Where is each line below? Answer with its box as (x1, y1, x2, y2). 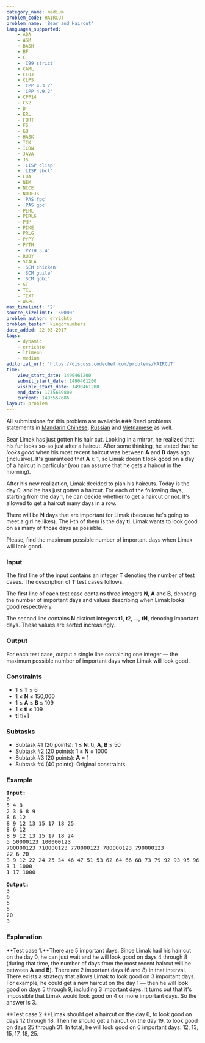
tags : (6, 332, 20, 339)
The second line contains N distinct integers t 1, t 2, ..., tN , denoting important (6, 615, 199, 622)
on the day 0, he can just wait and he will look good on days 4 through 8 (6, 953, 188, 961)
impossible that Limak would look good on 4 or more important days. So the (6, 992, 197, 999)
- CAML (17, 65, 34, 72)
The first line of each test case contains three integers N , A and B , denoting (6, 590, 196, 597)
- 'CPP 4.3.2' (17, 83, 53, 89)
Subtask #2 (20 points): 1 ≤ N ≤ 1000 (15, 747, 108, 755)
